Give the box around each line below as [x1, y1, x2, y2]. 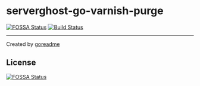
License [6, 58, 36, 68]
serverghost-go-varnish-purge [6, 4, 164, 18]
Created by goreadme [6, 40, 60, 48]
